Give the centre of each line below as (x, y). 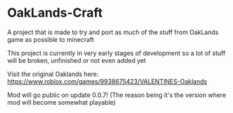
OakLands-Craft (55, 13)
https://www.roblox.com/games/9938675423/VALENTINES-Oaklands (107, 81)
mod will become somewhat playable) (62, 102)
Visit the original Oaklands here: (53, 74)
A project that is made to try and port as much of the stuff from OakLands (113, 32)
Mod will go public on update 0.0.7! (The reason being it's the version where (117, 95)
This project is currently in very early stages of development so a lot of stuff (116, 53)
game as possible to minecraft (51, 39)
